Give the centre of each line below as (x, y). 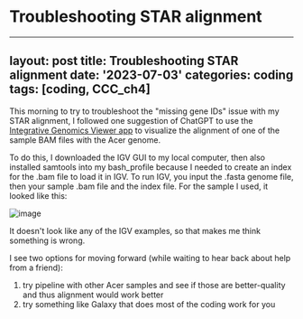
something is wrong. (47, 240)
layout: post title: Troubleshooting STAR (124, 61)
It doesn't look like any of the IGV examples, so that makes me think (135, 230)
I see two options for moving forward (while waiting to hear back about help (150, 258)
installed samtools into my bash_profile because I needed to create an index (151, 167)
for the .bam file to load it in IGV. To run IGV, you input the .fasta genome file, (151, 176)
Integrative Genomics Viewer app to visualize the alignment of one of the (145, 130)
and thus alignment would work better (93, 295)
